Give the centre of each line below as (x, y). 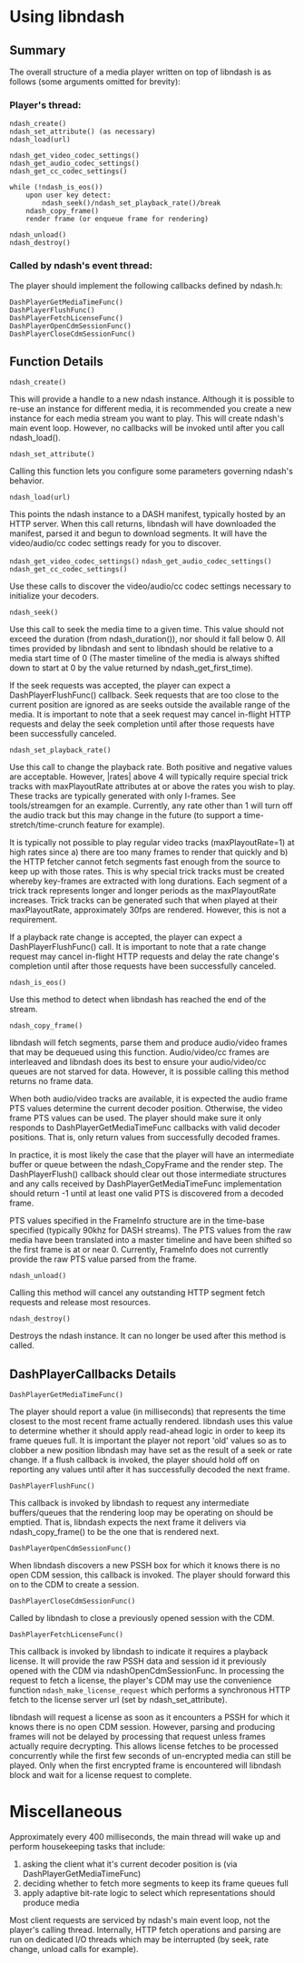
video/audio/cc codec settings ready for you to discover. (115, 543)
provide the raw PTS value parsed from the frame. (103, 1259)
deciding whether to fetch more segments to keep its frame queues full (155, 1883)
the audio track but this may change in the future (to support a (126, 815)
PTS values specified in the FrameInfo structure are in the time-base (137, 1221)
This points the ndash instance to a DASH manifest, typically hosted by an (147, 514)
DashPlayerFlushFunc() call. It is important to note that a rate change (138, 947)
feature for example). (125, 825)
